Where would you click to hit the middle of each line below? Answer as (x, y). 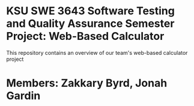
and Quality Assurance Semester (90, 24)
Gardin (23, 96)
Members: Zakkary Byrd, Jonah (87, 83)
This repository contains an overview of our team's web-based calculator (97, 52)
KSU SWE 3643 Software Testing (91, 11)
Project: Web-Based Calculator (85, 36)
